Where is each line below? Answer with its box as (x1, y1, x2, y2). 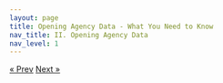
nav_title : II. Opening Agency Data (9, 30, 148, 39)
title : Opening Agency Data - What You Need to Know (9, 22, 214, 31)
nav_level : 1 (9, 38, 59, 48)
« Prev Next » (9, 64, 61, 75)
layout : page (9, 13, 59, 23)
